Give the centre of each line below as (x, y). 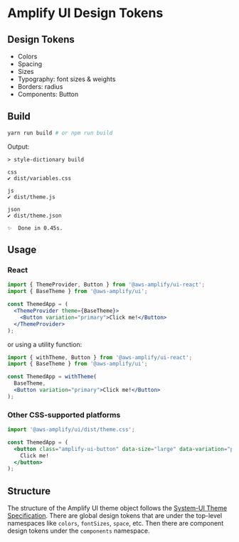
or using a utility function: (45, 344)
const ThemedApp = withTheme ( (52, 377)
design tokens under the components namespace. (79, 531)
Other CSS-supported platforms (64, 415)
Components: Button (48, 94)
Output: (18, 147)
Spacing (30, 64)
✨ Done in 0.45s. (35, 228)
